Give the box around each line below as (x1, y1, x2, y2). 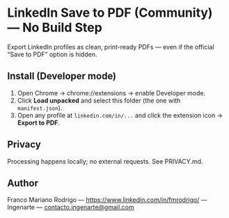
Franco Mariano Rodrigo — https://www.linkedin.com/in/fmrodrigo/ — (7, 196, 207, 204)
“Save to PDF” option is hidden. (7, 50, 97, 59)
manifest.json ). (17, 103, 63, 112)
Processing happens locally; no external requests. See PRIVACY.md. (7, 157, 203, 165)
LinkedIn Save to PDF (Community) (7, 5, 213, 21)
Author (7, 177, 38, 189)
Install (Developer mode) (7, 70, 117, 82)
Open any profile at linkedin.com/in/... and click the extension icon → (17, 111, 223, 119)
